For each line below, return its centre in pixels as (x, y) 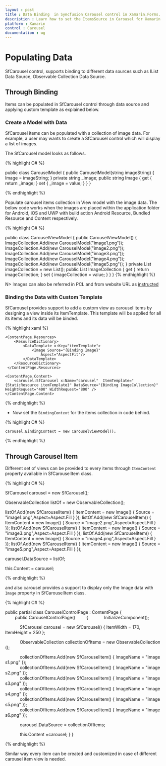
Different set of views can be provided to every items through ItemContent (81, 469)
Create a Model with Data (36, 122)
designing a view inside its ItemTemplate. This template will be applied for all (83, 313)
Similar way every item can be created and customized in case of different (81, 754)
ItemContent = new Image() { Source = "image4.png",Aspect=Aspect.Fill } (81, 539)
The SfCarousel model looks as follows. (46, 153)
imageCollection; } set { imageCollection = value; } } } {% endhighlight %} (80, 275)
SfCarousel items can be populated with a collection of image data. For (78, 133)
